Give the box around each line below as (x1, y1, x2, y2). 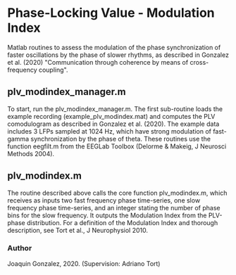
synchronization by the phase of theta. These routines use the (30, 134, 211, 143)
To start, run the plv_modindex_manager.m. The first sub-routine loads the (7, 104, 223, 113)
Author (7, 243, 32, 253)
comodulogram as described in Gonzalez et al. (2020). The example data (7, 120, 220, 128)
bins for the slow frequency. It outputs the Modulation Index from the (7, 211, 207, 219)
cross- (190, 58, 209, 66)
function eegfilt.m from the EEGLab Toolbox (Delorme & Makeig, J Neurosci (7, 142, 227, 151)
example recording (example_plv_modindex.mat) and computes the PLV (7, 112, 216, 120)
